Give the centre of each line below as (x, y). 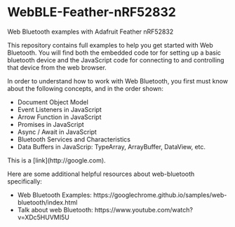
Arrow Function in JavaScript (59, 117)
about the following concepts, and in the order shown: (85, 88)
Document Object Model (53, 102)
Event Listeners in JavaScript (59, 109)
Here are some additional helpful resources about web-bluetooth (101, 174)
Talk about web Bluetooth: (55, 209)
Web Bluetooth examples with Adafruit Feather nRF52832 (90, 32)
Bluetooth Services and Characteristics (74, 139)
